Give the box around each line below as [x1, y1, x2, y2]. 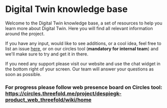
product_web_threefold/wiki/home [5, 96, 92, 103]
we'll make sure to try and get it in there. [5, 51, 89, 57]
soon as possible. [5, 71, 42, 77]
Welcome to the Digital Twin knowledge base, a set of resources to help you [5, 20, 162, 26]
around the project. [5, 30, 45, 36]
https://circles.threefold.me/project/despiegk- [5, 90, 122, 97]
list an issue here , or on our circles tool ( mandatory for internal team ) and [5, 45, 159, 51]
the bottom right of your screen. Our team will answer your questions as [5, 66, 154, 72]
